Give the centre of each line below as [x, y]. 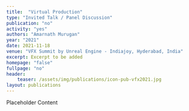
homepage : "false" [29, 62]
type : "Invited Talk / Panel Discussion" [60, 18]
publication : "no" [29, 23]
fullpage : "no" [26, 68]
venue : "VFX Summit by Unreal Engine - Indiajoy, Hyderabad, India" [95, 52]
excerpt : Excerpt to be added [45, 57]
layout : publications [34, 86]
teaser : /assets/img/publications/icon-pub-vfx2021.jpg [90, 79]
